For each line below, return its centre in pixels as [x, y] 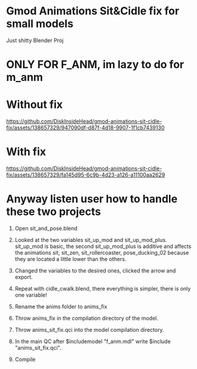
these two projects [54, 212]
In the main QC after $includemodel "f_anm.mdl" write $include [93, 341]
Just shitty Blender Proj [35, 40]
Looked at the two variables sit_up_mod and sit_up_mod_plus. [91, 240]
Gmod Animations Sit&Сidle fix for [93, 11]
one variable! [31, 295]
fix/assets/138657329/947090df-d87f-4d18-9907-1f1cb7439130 [85, 128]
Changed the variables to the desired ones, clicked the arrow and [95, 270]
